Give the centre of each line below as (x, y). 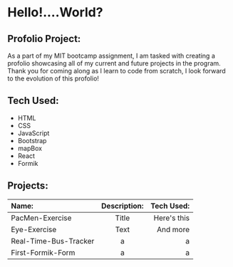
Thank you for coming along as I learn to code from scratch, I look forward (116, 71)
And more (173, 229)
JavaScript (33, 133)
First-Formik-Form (43, 252)
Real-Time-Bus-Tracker (53, 241)
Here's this (172, 218)
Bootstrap (32, 140)
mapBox (30, 148)
